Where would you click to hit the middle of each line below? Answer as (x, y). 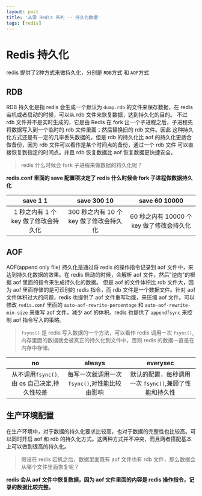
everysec (160, 363)
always (94, 363)
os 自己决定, (36, 383)
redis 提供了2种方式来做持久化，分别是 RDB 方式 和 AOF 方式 (78, 72)
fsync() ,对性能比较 (95, 383)
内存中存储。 (37, 348)
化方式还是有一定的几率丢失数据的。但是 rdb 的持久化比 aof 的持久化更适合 (99, 137)
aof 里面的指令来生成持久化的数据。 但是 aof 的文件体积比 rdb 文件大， (101, 282)
